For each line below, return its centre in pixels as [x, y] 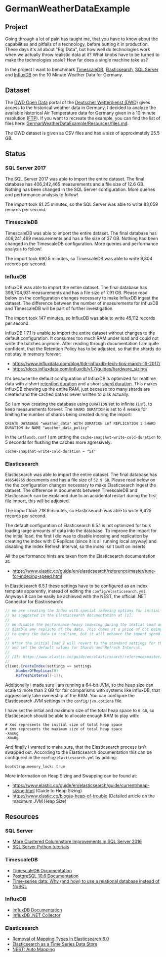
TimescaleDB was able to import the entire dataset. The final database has [81, 233]
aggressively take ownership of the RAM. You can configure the [70, 695]
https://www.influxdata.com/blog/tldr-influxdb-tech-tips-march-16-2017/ [86, 364]
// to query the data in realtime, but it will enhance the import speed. [84, 634]
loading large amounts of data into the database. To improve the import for [81, 531]
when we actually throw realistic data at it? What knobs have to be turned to [82, 55]
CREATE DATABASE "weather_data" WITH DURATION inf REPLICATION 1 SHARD [80, 424]
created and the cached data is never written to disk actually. [67, 394]
